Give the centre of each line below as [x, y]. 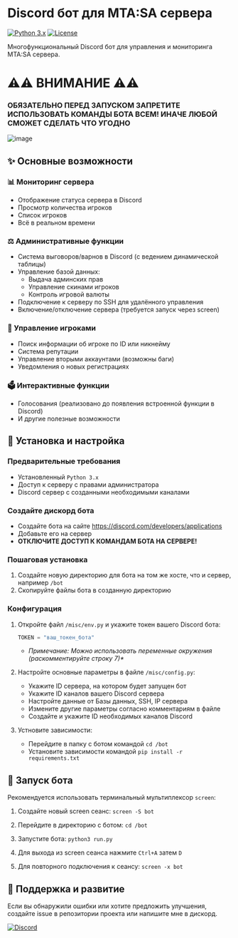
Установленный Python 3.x [58, 477]
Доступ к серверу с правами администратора [88, 484]
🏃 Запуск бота [40, 780]
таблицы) [32, 264]
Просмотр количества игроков [65, 207]
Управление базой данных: [59, 272]
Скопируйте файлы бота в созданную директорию [94, 590]
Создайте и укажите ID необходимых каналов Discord [110, 716]
